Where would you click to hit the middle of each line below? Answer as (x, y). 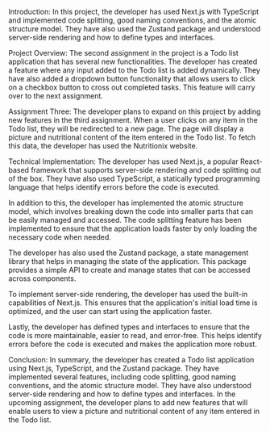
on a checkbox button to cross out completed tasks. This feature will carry (132, 87)
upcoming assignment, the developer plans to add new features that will (128, 402)
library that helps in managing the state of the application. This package (128, 261)
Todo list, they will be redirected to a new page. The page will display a (126, 129)
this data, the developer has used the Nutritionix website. (103, 146)
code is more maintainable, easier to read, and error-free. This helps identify (135, 335)
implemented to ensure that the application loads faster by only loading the (133, 228)
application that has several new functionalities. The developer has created (133, 61)
